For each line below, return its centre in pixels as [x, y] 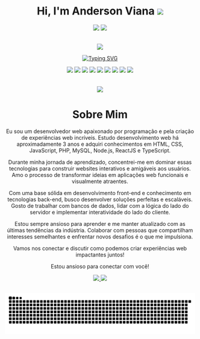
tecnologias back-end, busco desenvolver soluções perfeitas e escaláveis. [100, 199]
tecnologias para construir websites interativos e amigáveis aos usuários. [100, 168]
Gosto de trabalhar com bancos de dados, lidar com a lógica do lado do [100, 205]
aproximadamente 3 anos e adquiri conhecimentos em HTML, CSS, [100, 144]
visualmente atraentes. [100, 181]
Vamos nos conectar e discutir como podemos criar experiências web [100, 248]
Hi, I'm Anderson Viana [96, 11]
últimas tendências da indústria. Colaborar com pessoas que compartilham [100, 230]
